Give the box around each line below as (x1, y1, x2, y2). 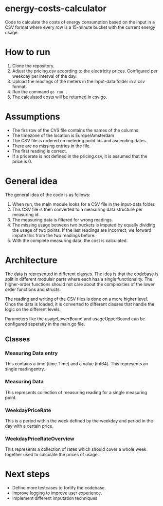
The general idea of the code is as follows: (5, 192, 91, 198)
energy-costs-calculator (5, 3, 107, 14)
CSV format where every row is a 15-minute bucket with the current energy (5, 24, 156, 30)
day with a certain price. (5, 423, 54, 429)
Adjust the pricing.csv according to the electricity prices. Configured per (12, 68, 158, 74)
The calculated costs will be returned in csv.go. (12, 94, 107, 100)
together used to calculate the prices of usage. (5, 452, 99, 458)
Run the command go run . (12, 88, 68, 94)
